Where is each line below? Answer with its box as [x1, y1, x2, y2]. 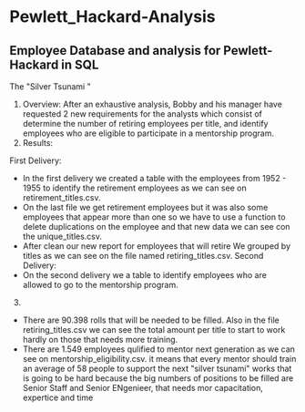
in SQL [60, 57, 99, 72]
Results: [22, 138, 53, 148]
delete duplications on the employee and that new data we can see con [22, 221, 290, 232]
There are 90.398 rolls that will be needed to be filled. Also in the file [22, 314, 280, 325]
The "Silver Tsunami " [9, 81, 91, 92]
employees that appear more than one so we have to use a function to [22, 211, 286, 222]
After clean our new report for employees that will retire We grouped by [22, 241, 291, 252]
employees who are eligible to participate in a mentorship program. [22, 128, 275, 139]
